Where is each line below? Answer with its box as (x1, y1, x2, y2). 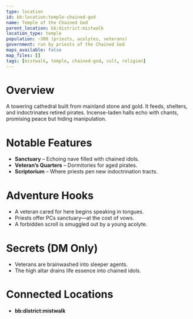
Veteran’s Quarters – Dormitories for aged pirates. (14, 162, 138, 169)
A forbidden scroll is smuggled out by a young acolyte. (14, 221, 148, 228)
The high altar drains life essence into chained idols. (14, 267, 141, 274)
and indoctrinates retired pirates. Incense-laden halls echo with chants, (6, 109, 179, 116)
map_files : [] (6, 52, 41, 58)
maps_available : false (6, 47, 62, 53)
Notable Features (6, 136, 92, 149)
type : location (6, 8, 44, 15)
